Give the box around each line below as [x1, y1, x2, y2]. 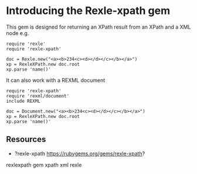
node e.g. [6, 29, 29, 36]
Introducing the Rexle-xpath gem [6, 4, 171, 18]
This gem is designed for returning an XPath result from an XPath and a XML [6, 23, 191, 30]
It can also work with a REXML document [6, 76, 106, 83]
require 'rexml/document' [6, 93, 69, 99]
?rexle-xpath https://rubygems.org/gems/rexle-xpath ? [14, 150, 145, 157]
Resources [6, 134, 46, 144]
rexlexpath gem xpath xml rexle [6, 161, 82, 168]
